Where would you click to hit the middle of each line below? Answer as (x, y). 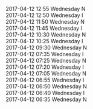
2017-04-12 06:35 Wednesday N (46, 99)
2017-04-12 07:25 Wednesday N (46, 61)
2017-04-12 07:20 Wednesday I (45, 67)
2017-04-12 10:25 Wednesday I (44, 41)
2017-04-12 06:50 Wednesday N (46, 86)
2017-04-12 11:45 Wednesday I (44, 28)
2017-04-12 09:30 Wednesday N (46, 47)
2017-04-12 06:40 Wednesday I (45, 93)
